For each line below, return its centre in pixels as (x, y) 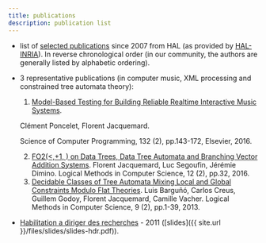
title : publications (42, 15)
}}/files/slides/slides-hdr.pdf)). (69, 230)
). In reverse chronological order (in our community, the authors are (148, 54)
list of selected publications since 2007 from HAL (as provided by (126, 45)
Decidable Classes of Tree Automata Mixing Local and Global (131, 181)
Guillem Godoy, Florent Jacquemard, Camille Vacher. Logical (130, 199)
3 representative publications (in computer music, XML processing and (135, 78)
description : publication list (60, 23)
